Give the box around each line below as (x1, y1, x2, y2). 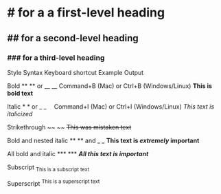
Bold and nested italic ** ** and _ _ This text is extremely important (7, 136, 200, 144)
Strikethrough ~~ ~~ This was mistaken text (7, 122, 132, 131)
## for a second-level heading (7, 32, 139, 44)
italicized (7, 109, 33, 118)
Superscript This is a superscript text (7, 177, 100, 187)
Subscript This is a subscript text (7, 163, 90, 173)
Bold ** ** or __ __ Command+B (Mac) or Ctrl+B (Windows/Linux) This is (7, 81, 213, 90)
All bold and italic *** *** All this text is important (7, 149, 149, 158)
